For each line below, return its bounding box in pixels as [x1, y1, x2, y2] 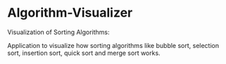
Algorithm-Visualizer [7, 5, 133, 21]
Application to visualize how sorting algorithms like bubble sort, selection [7, 41, 220, 49]
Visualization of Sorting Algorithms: [7, 28, 111, 36]
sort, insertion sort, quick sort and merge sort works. [7, 49, 161, 57]
